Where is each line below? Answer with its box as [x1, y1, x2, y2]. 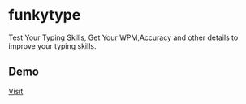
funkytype [8, 6, 81, 24]
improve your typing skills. [8, 41, 97, 50]
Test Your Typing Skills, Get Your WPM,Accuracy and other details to [8, 32, 239, 42]
